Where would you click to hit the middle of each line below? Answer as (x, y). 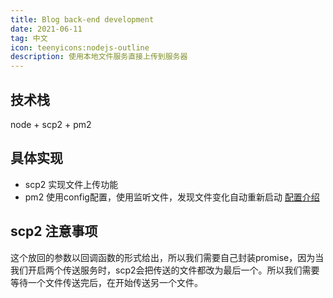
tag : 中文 (29, 38)
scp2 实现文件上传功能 (71, 184)
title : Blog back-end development (82, 19)
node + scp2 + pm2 (51, 124)
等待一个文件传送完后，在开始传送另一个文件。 (106, 282)
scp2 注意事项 (54, 231)
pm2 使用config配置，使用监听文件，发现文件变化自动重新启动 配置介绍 (172, 197)
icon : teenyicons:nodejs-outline (80, 47)
